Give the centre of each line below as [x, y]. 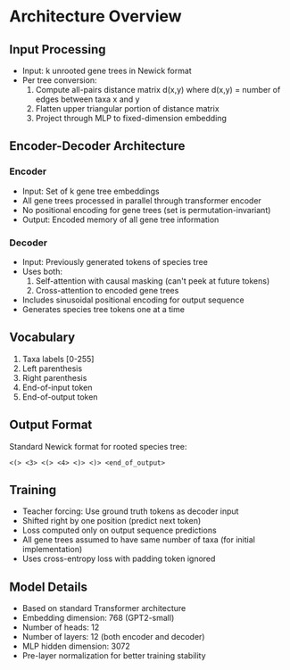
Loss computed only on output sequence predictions [119, 530]
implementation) [52, 550]
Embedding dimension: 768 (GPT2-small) [98, 618]
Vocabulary [42, 338]
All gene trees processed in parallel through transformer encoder [141, 200]
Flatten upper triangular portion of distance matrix [128, 108]
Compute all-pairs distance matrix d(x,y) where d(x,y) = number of [158, 90]
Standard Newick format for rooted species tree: [98, 446]
